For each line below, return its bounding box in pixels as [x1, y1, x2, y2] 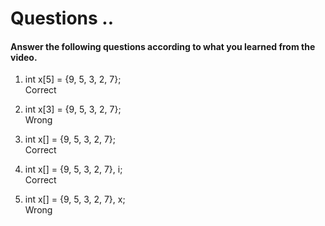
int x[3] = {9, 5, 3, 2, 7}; [24, 103, 122, 116]
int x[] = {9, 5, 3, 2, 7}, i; [24, 163, 123, 176]
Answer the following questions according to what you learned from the [10, 40, 316, 52]
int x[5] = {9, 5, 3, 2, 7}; [24, 73, 122, 86]
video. [10, 51, 38, 63]
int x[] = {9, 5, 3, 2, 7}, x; [24, 193, 126, 206]
